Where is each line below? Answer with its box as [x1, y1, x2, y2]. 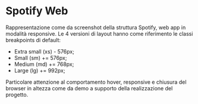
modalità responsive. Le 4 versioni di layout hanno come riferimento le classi [5, 30, 193, 37]
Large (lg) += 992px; [14, 67, 65, 74]
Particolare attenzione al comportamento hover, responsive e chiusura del [5, 78, 187, 86]
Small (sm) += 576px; [14, 54, 67, 61]
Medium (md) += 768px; [14, 61, 74, 68]
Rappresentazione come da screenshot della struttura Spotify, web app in [5, 24, 186, 31]
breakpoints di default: [5, 36, 61, 43]
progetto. [5, 91, 29, 98]
